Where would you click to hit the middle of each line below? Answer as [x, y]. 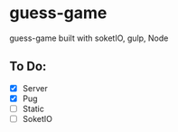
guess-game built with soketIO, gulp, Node [89, 38]
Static [33, 108]
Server [35, 88]
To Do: [28, 66]
